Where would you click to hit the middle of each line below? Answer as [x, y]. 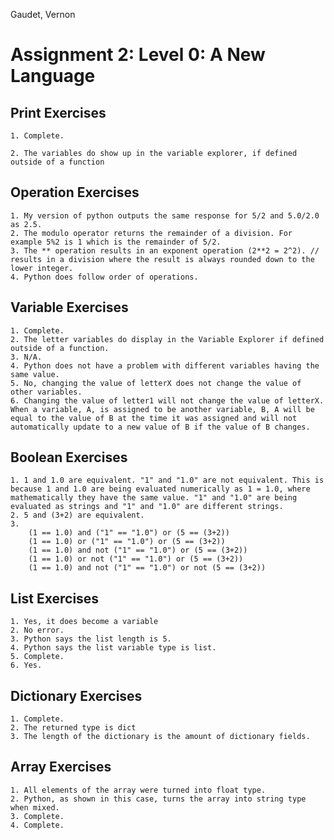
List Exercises [55, 598]
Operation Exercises [75, 192]
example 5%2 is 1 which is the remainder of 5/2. [116, 242]
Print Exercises [58, 112]
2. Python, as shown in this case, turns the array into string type [158, 799]
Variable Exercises [69, 307]
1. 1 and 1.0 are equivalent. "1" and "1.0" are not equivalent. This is [167, 480]
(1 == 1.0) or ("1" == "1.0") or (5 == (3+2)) [127, 542]
